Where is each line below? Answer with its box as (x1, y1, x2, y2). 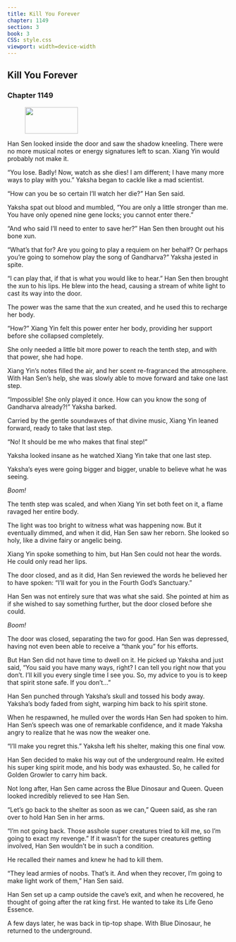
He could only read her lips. (7, 557, 88, 565)
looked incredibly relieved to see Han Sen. (7, 791, 130, 800)
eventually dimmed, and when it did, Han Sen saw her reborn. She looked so (7, 528, 230, 537)
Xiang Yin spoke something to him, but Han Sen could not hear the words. (7, 549, 222, 558)
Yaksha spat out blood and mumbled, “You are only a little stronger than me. (7, 203, 228, 211)
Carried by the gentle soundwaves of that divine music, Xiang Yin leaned (7, 416, 218, 425)
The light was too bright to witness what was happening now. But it (7, 521, 202, 529)
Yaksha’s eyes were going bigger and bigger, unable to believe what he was (7, 464, 228, 473)
